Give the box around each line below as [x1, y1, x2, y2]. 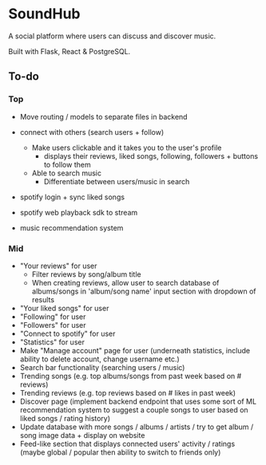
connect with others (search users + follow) [19, 127, 165, 136]
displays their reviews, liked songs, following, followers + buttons [43, 151, 258, 160]
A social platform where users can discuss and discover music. [8, 31, 216, 41]
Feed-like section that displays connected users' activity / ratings [19, 439, 236, 448]
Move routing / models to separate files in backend [19, 112, 188, 121]
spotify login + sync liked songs [19, 192, 125, 202]
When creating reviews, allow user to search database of [31, 278, 220, 287]
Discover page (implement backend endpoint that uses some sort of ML [19, 396, 257, 406]
